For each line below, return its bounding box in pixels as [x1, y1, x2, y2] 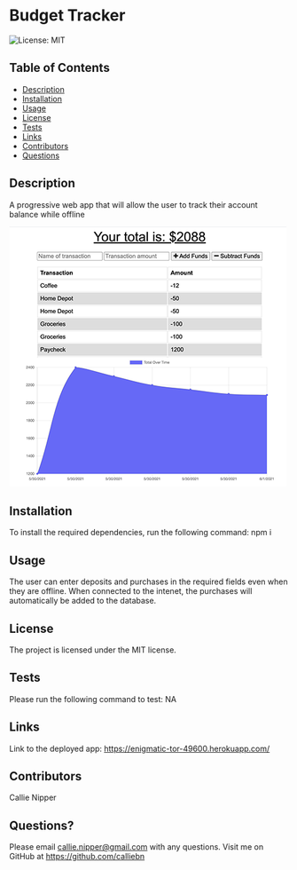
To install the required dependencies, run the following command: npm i [9, 527, 272, 538]
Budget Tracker [9, 5, 126, 26]
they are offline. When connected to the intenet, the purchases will [9, 586, 253, 597]
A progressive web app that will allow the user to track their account [9, 199, 259, 210]
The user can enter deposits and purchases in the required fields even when [9, 576, 288, 587]
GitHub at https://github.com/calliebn [9, 851, 145, 862]
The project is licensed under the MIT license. [9, 645, 177, 655]
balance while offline [9, 209, 86, 219]
